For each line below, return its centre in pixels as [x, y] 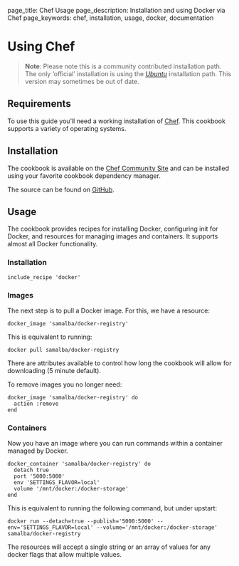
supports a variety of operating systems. [67, 128]
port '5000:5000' [39, 476]
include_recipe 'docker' [44, 277]
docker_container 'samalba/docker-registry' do [79, 464]
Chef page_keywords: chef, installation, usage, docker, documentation [111, 18]
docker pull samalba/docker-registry [63, 350]
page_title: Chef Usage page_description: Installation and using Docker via [116, 10]
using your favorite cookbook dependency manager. [84, 175]
